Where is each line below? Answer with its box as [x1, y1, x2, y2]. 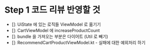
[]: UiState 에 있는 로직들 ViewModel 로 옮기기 [11, 21, 101, 27]
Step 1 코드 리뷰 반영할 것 [4, 4, 100, 16]
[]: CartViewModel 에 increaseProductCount [11, 27, 100, 33]
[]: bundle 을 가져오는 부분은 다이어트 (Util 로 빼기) [11, 33, 108, 39]
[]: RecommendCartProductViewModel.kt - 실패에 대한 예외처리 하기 [11, 39, 146, 45]
